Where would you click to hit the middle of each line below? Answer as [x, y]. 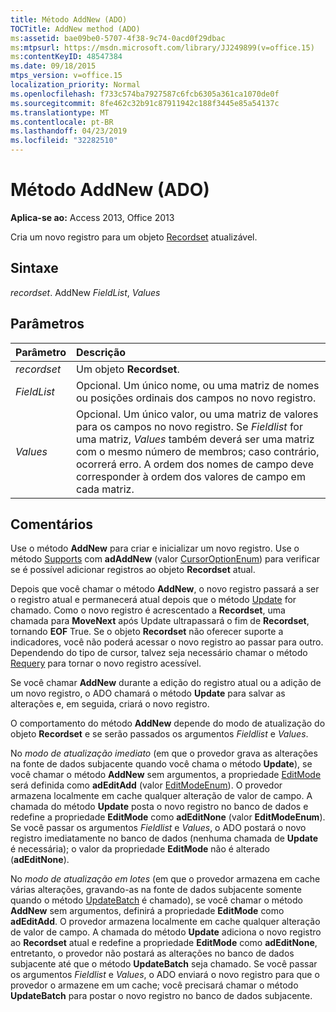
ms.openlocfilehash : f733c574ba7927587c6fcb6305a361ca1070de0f [145, 94]
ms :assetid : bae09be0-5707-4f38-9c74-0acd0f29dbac [118, 38]
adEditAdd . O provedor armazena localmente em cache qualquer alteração [165, 922]
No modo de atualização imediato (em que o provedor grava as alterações [164, 753]
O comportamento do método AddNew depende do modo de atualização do [168, 723]
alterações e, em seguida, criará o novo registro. [110, 704]
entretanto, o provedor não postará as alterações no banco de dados [152, 953]
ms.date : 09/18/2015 [53, 66]
